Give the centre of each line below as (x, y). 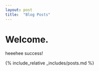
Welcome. (27, 40)
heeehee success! (24, 53)
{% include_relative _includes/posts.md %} (50, 63)
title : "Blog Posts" (28, 15)
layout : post (19, 10)
